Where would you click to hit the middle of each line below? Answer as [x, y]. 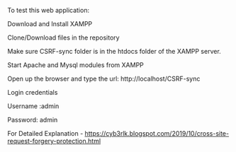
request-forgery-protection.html [54, 141]
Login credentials [33, 92]
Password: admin [33, 120]
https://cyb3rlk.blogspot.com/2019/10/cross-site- [157, 133]
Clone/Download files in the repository [63, 37]
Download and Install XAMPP [50, 24]
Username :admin [33, 106]
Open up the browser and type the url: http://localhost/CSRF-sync [104, 78]
